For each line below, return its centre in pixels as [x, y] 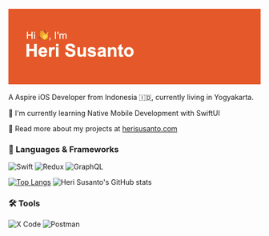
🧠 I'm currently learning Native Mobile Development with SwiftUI [114, 114]
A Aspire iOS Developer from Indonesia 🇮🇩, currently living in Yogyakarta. [131, 98]
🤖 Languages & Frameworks [64, 150]
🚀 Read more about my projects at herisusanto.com [93, 129]
